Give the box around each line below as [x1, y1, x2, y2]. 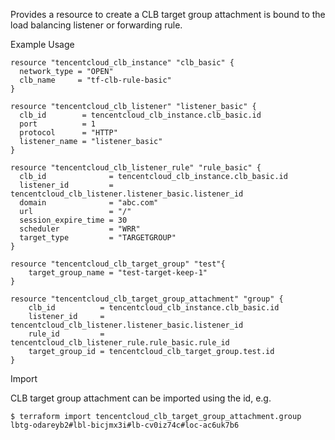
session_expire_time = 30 [19, 215, 128, 225]
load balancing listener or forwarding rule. [10, 19, 183, 31]
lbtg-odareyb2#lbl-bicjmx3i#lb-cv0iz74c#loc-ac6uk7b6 [10, 420, 240, 430]
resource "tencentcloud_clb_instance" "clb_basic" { [10, 58, 235, 68]
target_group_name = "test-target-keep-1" [28, 268, 208, 278]
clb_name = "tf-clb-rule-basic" [19, 75, 172, 85]
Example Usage [10, 39, 75, 50]
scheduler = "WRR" [19, 224, 141, 234]
